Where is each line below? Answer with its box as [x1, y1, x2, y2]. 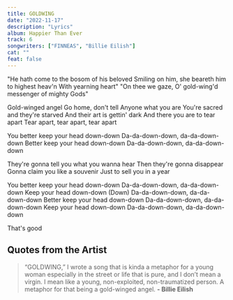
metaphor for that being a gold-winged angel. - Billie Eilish [24, 285, 193, 293]
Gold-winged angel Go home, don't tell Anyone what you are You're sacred [7, 103, 223, 112]
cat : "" [7, 50, 30, 57]
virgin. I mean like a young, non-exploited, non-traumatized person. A [24, 277, 225, 286]
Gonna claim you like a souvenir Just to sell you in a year [7, 167, 170, 175]
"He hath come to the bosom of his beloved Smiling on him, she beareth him [7, 75, 227, 83]
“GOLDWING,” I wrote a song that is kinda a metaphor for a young [24, 262, 214, 271]
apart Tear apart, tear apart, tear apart [7, 118, 117, 126]
